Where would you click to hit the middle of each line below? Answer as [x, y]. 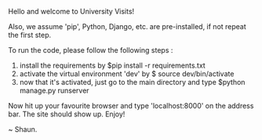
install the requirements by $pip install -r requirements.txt [112, 65]
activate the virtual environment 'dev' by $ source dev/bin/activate [127, 74]
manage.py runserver [54, 90]
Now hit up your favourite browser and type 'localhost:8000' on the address [131, 106]
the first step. [30, 35]
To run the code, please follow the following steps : [91, 50]
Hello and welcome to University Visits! [71, 11]
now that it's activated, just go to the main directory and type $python [132, 82]
